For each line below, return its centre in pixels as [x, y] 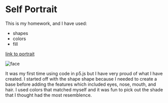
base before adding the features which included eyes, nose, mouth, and [81, 84]
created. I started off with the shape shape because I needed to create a [81, 79]
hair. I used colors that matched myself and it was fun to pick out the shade [84, 89]
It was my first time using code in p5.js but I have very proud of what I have [84, 73]
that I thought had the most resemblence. [49, 95]
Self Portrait [31, 9]
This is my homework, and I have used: [46, 23]
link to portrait [20, 54]
